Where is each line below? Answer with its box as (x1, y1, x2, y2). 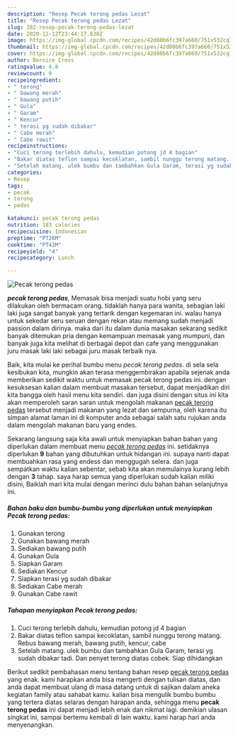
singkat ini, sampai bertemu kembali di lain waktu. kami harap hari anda (7, 713, 216, 722)
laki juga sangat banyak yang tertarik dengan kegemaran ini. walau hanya (7, 309, 222, 318)
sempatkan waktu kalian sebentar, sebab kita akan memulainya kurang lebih (7, 465, 230, 473)
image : (7, 37, 27, 44)
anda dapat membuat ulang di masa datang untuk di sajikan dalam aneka (7, 683, 220, 691)
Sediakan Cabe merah (17, 582, 83, 590)
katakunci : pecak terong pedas (7, 215, 100, 222)
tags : (7, 182, 23, 189)
